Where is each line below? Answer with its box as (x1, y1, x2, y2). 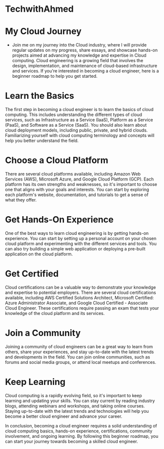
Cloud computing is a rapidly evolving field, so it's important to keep (5, 392, 143, 398)
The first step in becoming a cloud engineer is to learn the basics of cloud (5, 107, 154, 112)
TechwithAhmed (5, 3, 74, 15)
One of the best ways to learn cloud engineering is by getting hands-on (5, 230, 149, 236)
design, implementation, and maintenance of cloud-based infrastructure (12, 63, 158, 69)
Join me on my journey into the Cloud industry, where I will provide (12, 42, 147, 48)
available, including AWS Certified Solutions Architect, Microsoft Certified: (5, 294, 154, 300)
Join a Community (5, 328, 81, 338)
